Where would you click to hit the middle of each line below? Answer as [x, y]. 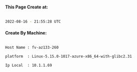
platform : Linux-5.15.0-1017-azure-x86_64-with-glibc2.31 [69, 57]
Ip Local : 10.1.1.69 [29, 66]
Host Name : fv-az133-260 [32, 48]
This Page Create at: [27, 7]
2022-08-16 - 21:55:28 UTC [33, 22]
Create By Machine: [26, 33]
